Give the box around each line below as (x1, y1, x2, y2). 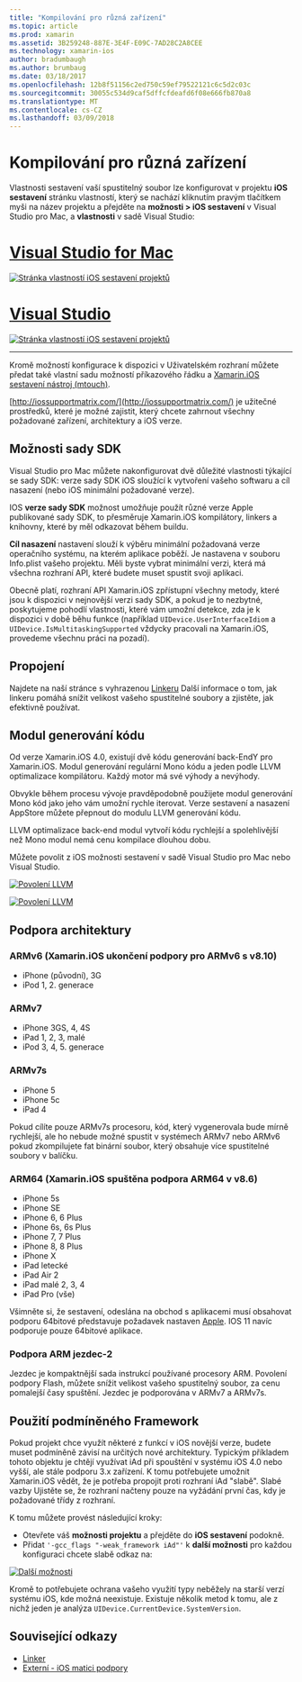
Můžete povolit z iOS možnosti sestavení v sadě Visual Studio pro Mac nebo (9, 852, 291, 863)
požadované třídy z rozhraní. (9, 1495, 116, 1505)
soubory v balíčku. (9, 1150, 78, 1160)
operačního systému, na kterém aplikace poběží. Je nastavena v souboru (9, 548, 280, 559)
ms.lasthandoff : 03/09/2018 (9, 114, 115, 123)
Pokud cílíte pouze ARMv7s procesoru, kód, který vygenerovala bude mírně (9, 1121, 289, 1132)
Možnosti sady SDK (9, 441, 122, 457)
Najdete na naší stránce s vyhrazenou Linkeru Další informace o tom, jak (9, 682, 278, 694)
